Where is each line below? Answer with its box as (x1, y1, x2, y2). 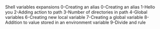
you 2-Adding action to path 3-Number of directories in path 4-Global (5, 9, 148, 15)
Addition (5, 19, 22, 25)
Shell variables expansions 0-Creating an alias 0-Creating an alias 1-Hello (5, 4, 155, 10)
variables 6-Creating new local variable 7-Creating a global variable (5, 14, 144, 20)
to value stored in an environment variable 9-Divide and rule (23, 19, 146, 25)
